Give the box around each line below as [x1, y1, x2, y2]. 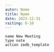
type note [5, 38, 26, 43]
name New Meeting [5, 34, 41, 39]
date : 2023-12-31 [5, 16, 41, 21]
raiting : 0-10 [5, 20, 34, 26]
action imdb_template [5, 42, 50, 48]
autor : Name [5, 7, 29, 12]
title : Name [5, 12, 29, 17]
